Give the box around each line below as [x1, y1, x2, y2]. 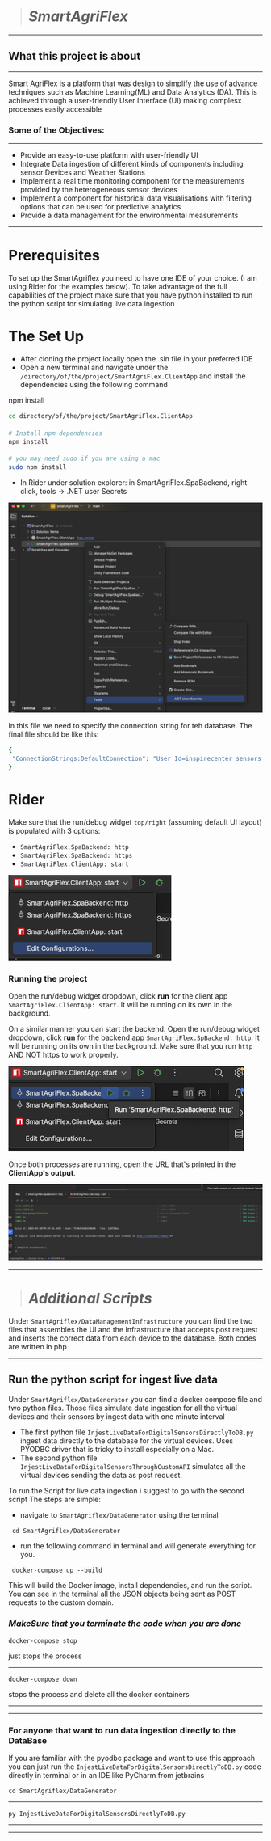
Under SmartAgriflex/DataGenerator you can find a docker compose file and [8, 1394, 263, 1404]
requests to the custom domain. [8, 1597, 115, 1607]
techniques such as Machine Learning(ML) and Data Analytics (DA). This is [8, 87, 258, 96]
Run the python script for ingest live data [8, 1373, 218, 1387]
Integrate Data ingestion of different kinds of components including [19, 159, 244, 169]
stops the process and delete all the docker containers [8, 1689, 190, 1699]
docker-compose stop [8, 1636, 78, 1645]
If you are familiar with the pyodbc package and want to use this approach [8, 1754, 256, 1763]
